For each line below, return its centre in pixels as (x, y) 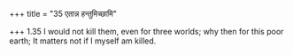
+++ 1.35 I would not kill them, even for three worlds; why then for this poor (146, 31)
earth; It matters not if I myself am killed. (83, 41)
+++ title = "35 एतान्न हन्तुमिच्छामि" (63, 14)
